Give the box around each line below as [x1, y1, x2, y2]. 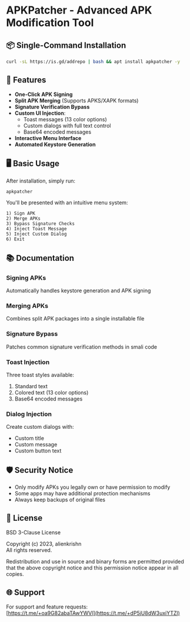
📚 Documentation [6, 253, 75, 263]
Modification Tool [6, 16, 94, 29]
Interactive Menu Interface [14, 134, 82, 141]
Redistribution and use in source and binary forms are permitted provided [6, 558, 184, 565]
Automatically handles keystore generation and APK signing [6, 287, 151, 295]
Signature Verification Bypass [14, 103, 90, 110]
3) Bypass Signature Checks [6, 221, 75, 227]
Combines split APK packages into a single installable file [6, 315, 145, 322]
